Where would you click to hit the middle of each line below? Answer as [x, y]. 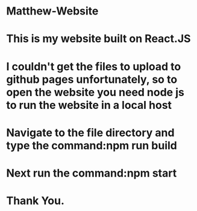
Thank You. [36, 201]
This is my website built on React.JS [98, 39]
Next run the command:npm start [92, 173]
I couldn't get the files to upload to [94, 66]
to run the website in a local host [89, 105]
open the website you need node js [95, 92]
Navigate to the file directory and [90, 133]
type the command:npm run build [92, 145]
